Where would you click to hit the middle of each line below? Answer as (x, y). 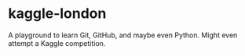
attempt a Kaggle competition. (57, 43)
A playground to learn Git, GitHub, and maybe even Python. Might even (123, 35)
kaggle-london (57, 14)
